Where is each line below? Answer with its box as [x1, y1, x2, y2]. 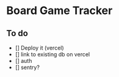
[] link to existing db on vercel [15, 51, 90, 58]
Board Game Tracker [6, 4, 113, 18]
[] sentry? [15, 64, 40, 71]
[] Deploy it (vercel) [15, 44, 64, 51]
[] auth [15, 57, 32, 64]
